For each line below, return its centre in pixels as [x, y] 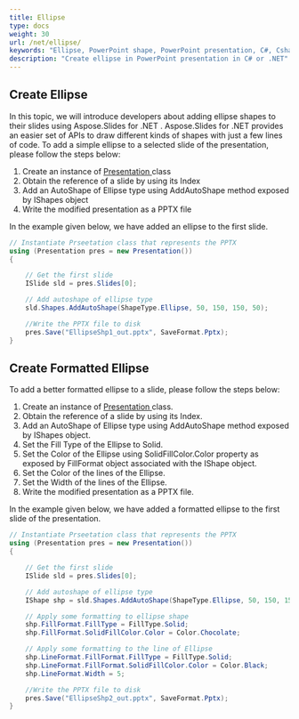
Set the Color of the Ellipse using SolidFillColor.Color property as [141, 454]
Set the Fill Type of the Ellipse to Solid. [93, 445]
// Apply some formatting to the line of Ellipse [119, 649]
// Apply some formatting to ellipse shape [107, 616]
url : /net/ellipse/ [45, 42]
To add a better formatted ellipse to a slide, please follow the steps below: [145, 390]
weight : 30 [29, 34]
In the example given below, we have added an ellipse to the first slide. [139, 226]
